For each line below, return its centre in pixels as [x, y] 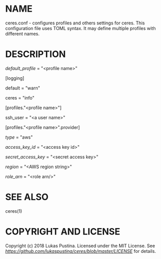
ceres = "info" [20, 98]
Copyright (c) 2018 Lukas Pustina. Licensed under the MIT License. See [80, 246]
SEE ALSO [27, 197]
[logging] [15, 78]
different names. [22, 34]
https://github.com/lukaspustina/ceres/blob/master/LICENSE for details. [81, 251]
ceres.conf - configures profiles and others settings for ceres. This [75, 23]
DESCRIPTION [36, 54]
